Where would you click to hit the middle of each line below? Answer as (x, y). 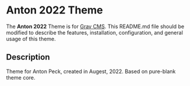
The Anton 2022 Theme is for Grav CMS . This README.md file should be (95, 26)
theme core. (21, 77)
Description (28, 57)
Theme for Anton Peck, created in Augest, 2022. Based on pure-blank (91, 71)
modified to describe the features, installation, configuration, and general (95, 32)
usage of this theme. (31, 39)
